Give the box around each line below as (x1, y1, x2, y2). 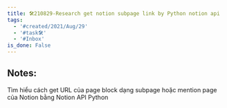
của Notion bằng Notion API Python (7, 93, 109, 101)
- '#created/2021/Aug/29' (13, 23, 89, 30)
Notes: (7, 67, 37, 79)
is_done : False (7, 42, 51, 49)
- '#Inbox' (13, 36, 45, 43)
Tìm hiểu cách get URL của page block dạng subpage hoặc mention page (7, 85, 217, 94)
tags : (7, 17, 23, 23)
